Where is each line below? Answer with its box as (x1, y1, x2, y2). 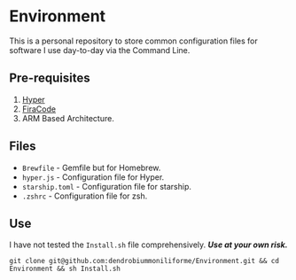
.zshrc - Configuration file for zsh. (21, 191, 148, 201)
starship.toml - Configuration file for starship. (21, 181, 192, 191)
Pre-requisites (9, 71, 90, 86)
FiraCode (21, 104, 56, 114)
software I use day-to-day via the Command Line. (9, 44, 191, 55)
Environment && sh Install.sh (9, 264, 121, 274)
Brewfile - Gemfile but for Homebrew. (21, 162, 161, 173)
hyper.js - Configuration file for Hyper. (21, 171, 165, 183)
